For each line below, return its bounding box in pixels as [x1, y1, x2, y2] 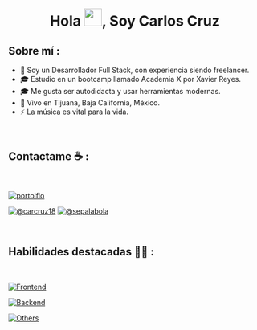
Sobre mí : [8, 44, 60, 58]
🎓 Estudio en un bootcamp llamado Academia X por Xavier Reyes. [19, 75, 242, 84]
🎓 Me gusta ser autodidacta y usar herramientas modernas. [19, 87, 221, 96]
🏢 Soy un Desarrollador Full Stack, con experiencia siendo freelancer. [19, 65, 250, 75]
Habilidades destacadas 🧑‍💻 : [8, 245, 155, 259]
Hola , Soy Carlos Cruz [49, 12, 221, 31]
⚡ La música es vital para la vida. [19, 107, 128, 116]
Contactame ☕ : [8, 149, 90, 164]
